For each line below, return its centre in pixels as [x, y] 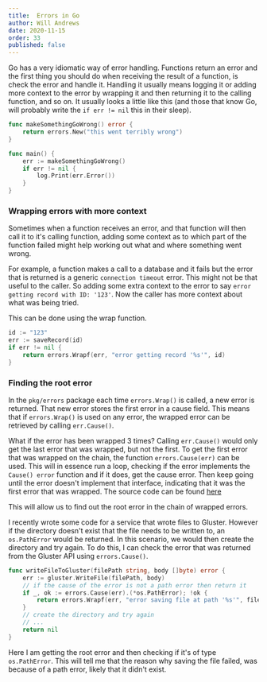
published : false [37, 45]
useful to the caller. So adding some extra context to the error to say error [130, 286]
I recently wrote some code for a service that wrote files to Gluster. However [133, 522]
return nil [41, 630]
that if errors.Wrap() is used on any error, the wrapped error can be [119, 417]
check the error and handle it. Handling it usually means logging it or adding [132, 85]
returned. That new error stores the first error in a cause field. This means [129, 408]
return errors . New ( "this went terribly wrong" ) [103, 132]
